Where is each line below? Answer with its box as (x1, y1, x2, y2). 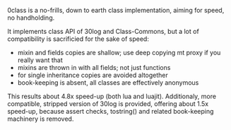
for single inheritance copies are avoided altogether (17, 71, 168, 79)
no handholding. (7, 13, 55, 22)
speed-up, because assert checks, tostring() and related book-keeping (7, 107, 214, 115)
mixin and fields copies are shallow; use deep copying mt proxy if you (17, 49, 221, 57)
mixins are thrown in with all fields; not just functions (17, 64, 171, 71)
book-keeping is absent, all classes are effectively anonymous (17, 78, 199, 87)
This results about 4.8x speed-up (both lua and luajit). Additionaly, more (7, 92, 217, 100)
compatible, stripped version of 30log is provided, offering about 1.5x (7, 100, 209, 108)
